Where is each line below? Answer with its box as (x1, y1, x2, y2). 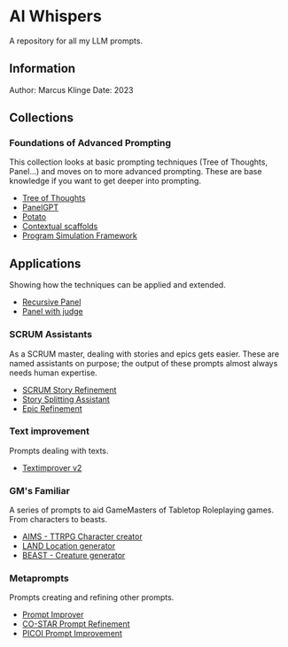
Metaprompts (9, 573, 69, 585)
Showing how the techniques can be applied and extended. (9, 280, 226, 290)
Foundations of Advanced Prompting (9, 137, 171, 150)
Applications (9, 256, 82, 271)
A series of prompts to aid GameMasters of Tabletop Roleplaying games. (9, 505, 275, 515)
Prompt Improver (21, 609, 84, 620)
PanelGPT (21, 202, 59, 213)
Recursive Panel (21, 297, 82, 307)
